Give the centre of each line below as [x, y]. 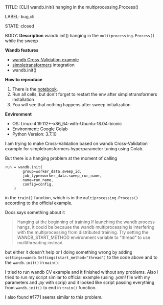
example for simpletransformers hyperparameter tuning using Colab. [74, 149]
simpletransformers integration [43, 65]
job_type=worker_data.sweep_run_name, [62, 176]
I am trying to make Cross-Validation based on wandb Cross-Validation [76, 143]
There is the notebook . [35, 89]
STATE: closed [20, 26]
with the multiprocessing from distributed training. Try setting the [83, 232]
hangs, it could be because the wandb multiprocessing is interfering [86, 227]
